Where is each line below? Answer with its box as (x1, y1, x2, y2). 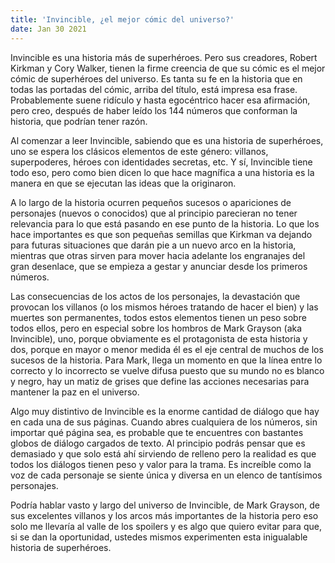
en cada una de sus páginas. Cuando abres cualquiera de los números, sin (10, 416, 318, 428)
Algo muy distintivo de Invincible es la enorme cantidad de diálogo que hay (10, 405, 320, 417)
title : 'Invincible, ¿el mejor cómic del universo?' (10, 14, 235, 25)
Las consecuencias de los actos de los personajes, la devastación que (10, 290, 301, 302)
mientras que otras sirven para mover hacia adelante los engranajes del (10, 249, 306, 261)
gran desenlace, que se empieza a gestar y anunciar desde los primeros (10, 260, 308, 272)
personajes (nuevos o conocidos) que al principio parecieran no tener (10, 207, 298, 219)
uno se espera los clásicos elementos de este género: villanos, (10, 145, 269, 157)
